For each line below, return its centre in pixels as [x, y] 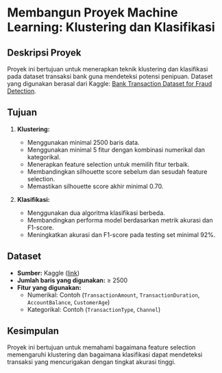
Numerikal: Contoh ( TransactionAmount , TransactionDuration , [113, 295]
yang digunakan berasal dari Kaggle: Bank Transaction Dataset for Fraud [110, 83]
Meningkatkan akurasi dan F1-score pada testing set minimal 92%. [121, 234]
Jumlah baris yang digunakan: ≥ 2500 [72, 280]
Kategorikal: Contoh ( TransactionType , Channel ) [94, 309]
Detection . [22, 91]
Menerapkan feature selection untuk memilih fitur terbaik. [108, 164]
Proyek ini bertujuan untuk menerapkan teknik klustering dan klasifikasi [108, 69]
